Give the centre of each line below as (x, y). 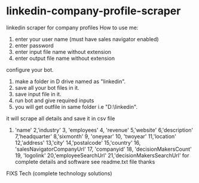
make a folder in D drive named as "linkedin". (70, 81)
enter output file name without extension (65, 58)
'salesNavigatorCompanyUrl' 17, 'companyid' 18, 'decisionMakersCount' (103, 149)
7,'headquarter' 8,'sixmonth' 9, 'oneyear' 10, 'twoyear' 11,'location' (95, 136)
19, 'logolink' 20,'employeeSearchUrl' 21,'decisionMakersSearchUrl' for (102, 155)
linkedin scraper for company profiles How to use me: (72, 28)
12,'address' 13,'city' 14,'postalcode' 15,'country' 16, (78, 142)
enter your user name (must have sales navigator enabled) (87, 39)
